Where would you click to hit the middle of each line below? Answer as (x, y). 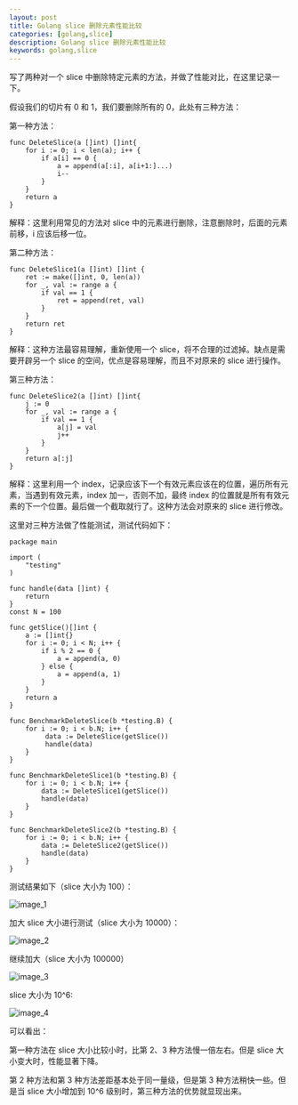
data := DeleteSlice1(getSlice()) (105, 791)
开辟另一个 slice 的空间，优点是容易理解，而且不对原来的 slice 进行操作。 (151, 360)
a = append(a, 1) (89, 674)
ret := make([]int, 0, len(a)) (83, 278)
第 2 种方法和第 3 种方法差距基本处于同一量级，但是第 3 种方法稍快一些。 (144, 1080)
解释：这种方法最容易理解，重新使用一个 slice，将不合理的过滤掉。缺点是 (144, 350)
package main (33, 542)
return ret (45, 324)
